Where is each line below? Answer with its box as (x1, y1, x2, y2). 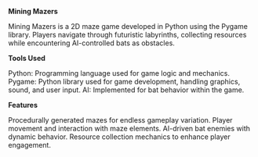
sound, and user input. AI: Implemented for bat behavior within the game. (8, 85, 245, 95)
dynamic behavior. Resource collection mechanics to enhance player (8, 132, 231, 141)
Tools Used (8, 54, 45, 62)
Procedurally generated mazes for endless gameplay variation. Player (8, 116, 233, 124)
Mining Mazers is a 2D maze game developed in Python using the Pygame (8, 22, 249, 30)
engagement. (8, 141, 51, 149)
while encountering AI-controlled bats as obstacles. (8, 38, 175, 48)
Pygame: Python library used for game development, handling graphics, (8, 77, 241, 86)
